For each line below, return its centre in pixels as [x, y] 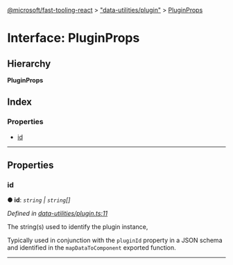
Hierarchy [29, 63]
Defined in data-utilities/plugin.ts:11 [58, 214]
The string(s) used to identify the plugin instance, [78, 227]
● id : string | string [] [39, 200]
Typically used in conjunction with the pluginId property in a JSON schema [115, 240]
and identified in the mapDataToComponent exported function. [92, 248]
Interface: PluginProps [74, 38]
